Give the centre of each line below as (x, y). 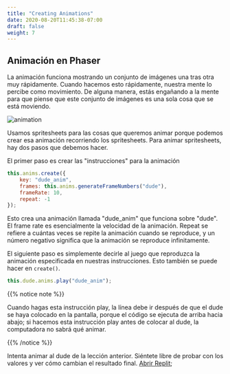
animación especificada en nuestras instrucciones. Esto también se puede (112, 261)
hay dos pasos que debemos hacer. (58, 148)
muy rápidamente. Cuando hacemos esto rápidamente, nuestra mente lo (110, 85)
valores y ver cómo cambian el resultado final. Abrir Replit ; (90, 363)
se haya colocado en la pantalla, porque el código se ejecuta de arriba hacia (115, 315)
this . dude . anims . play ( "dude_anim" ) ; (59, 281)
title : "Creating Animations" (50, 13)
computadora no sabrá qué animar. (57, 329)
